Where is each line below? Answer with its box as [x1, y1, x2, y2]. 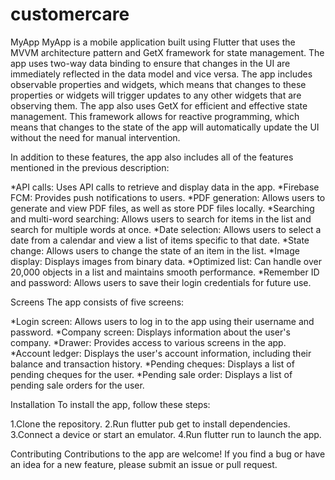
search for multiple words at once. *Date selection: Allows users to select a [10, 223, 322, 235]
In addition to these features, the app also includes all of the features [10, 151, 294, 163]
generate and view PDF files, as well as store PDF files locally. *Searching [10, 202, 315, 214]
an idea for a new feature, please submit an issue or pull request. [10, 458, 278, 470]
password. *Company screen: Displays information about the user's [10, 326, 291, 338]
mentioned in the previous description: [10, 161, 170, 173]
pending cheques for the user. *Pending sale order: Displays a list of [10, 368, 293, 380]
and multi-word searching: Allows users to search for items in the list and [10, 213, 312, 225]
